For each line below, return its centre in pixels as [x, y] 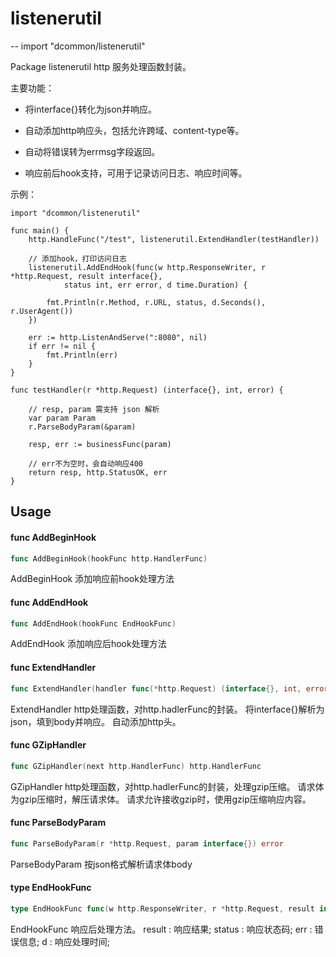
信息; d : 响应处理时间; [64, 941]
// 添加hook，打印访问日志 [77, 258]
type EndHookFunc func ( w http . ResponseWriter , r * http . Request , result [162, 908]
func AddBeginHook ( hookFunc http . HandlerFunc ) [109, 558]
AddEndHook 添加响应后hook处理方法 [88, 644]
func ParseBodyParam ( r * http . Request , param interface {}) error [147, 843]
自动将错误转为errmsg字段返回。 [92, 151]
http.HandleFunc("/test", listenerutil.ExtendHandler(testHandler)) [174, 239]
